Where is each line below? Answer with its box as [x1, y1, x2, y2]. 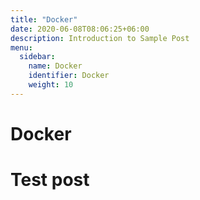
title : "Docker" [10, 14, 78, 25]
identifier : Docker [28, 71, 110, 81]
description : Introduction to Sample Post [10, 33, 190, 43]
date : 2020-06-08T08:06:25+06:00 [10, 24, 150, 34]
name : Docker [28, 61, 83, 71]
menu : [10, 42, 33, 53]
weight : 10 [28, 80, 74, 90]
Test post [10, 169, 90, 191]
